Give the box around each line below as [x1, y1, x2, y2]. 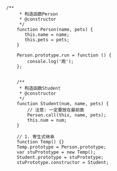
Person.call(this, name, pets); [27, 112, 107, 118]
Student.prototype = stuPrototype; [16, 155, 104, 160]
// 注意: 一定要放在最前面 [27, 107, 84, 113]
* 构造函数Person [19, 11, 58, 17]
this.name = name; [24, 32, 69, 38]
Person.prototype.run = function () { [16, 52, 112, 58]
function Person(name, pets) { [16, 26, 93, 32]
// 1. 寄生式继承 [16, 134, 55, 140]
